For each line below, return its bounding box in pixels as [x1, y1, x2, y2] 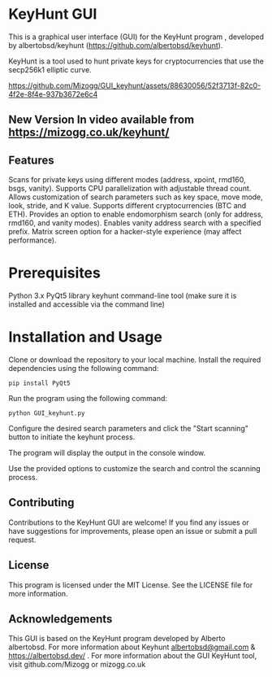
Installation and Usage [8, 328, 162, 347]
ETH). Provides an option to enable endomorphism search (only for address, [8, 209, 264, 220]
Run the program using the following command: [8, 394, 168, 404]
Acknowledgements [8, 612, 113, 627]
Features [8, 153, 54, 167]
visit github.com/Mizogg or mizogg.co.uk [8, 660, 146, 670]
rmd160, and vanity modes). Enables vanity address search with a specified [8, 218, 261, 228]
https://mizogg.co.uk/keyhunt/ [8, 125, 170, 139]
